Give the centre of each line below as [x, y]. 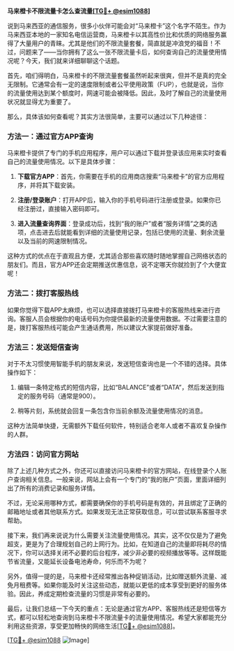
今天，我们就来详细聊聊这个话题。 [74, 61]
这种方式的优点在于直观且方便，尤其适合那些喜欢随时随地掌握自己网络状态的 [117, 256]
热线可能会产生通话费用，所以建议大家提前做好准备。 [120, 327]
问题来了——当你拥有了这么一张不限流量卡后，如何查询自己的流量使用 [120, 52]
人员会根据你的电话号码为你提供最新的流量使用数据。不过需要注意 [126, 319]
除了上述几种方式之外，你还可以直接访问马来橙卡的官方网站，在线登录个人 [114, 471]
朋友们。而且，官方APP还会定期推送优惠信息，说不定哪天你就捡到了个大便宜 [117, 265]
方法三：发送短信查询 [43, 347]
